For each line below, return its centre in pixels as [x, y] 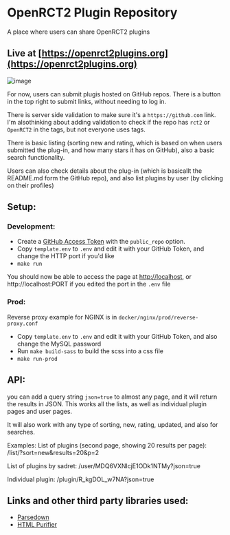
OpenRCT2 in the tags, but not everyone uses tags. [76, 129]
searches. [21, 432]
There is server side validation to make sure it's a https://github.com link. [112, 114]
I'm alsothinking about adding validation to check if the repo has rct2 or [108, 122]
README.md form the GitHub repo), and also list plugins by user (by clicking [115, 178]
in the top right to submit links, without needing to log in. [87, 101]
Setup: [22, 207]
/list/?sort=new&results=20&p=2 [53, 452]
